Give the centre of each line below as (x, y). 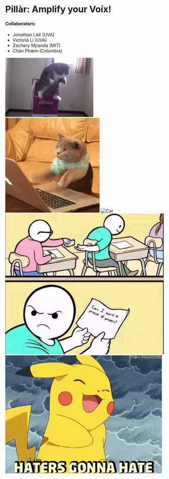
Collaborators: (21, 23)
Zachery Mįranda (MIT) (36, 45)
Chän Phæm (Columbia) (37, 51)
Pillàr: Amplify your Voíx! (58, 9)
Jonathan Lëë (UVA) (33, 35)
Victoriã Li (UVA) (30, 40)
